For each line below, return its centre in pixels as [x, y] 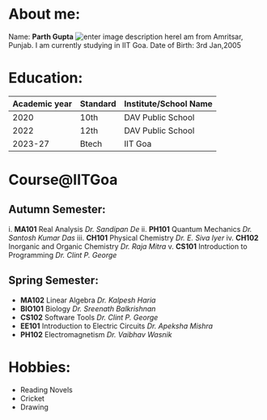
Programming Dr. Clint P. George [63, 255]
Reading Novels [46, 389]
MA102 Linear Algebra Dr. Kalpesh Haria [88, 300]
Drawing [34, 407]
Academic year [42, 104]
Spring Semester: [53, 281]
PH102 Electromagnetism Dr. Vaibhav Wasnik [96, 334]
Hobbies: [40, 367]
